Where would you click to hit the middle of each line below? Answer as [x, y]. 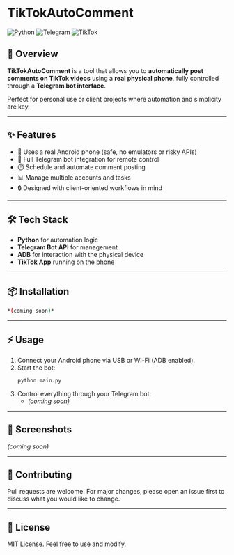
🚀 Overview [33, 54]
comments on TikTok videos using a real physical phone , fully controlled [113, 78]
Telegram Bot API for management [68, 247]
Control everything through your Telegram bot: [84, 393]
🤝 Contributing [40, 475]
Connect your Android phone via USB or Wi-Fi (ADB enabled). [106, 360]
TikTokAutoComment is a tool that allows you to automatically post [106, 70]
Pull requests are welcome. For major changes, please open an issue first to [116, 492]
